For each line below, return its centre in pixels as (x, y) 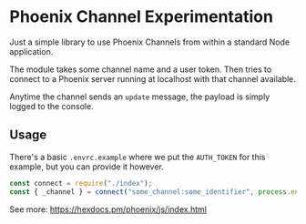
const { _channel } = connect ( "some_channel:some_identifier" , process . (150, 192)
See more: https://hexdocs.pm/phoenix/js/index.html (108, 209)
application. (31, 51)
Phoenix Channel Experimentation (141, 17)
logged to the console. (51, 106)
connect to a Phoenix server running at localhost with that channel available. (153, 78)
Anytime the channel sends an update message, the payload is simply (140, 97)
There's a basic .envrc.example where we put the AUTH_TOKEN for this (138, 157)
